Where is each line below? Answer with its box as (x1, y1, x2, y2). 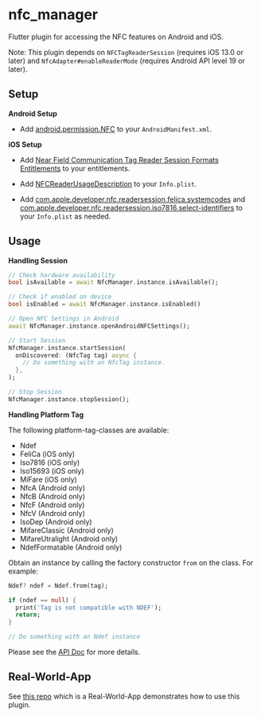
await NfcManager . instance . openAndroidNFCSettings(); (8, 321, 191, 330)
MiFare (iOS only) (19, 475, 77, 484)
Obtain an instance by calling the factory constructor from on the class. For (8, 557, 254, 567)
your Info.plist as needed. (19, 211, 111, 221)
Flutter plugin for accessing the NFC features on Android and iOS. (8, 32, 224, 41)
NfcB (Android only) (19, 491, 86, 501)
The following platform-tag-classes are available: (8, 425, 169, 435)
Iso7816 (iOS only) (19, 457, 80, 467)
